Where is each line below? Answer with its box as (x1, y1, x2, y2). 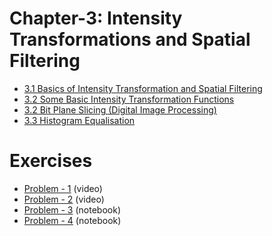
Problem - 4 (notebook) (23, 214, 122, 226)
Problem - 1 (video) (23, 182, 103, 194)
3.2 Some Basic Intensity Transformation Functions (23, 93, 235, 105)
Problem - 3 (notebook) (23, 203, 121, 216)
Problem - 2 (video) (23, 193, 105, 205)
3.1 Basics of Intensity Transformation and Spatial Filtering (23, 82, 263, 94)
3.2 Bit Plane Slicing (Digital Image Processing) (23, 103, 217, 116)
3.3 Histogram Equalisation (23, 114, 136, 126)
